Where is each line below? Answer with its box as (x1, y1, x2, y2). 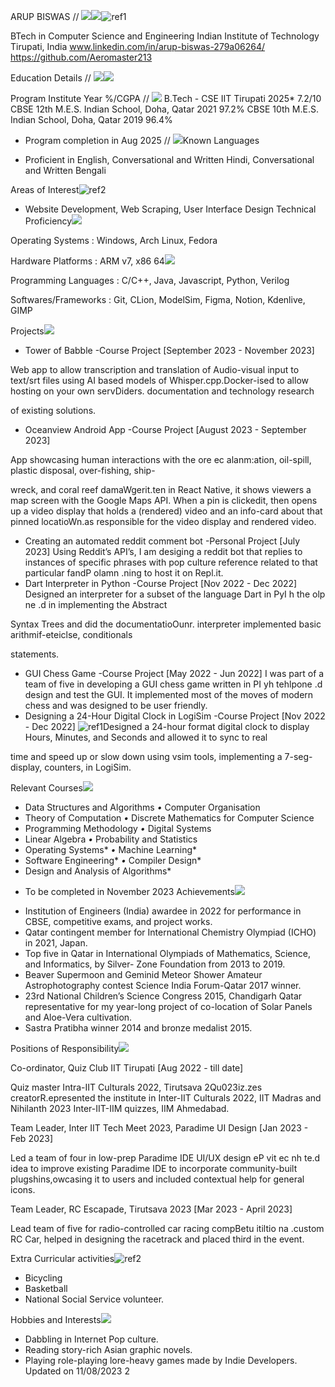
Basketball (24, 1283, 68, 1294)
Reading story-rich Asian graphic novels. (24, 1344, 193, 1355)
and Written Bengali (24, 165, 107, 176)
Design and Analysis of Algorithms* (24, 865, 172, 877)
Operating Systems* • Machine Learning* (24, 844, 198, 855)
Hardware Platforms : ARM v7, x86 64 (10, 255, 165, 267)
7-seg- (284, 751, 313, 762)
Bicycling (24, 1272, 63, 1284)
